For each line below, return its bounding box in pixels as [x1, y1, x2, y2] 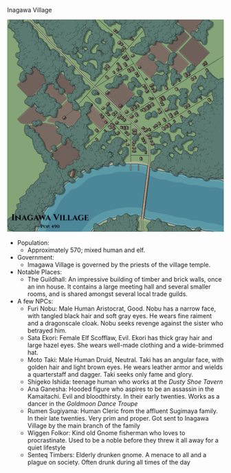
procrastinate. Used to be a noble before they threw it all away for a [27, 437, 219, 445]
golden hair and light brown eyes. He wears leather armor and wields [27, 363, 223, 371]
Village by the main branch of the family [27, 421, 141, 430]
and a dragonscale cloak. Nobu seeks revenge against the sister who [27, 319, 223, 328]
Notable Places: [16, 268, 63, 276]
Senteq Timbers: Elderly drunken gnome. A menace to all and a [27, 451, 207, 459]
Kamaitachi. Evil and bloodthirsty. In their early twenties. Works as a [27, 392, 220, 401]
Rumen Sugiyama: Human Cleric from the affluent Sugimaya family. [27, 407, 219, 415]
